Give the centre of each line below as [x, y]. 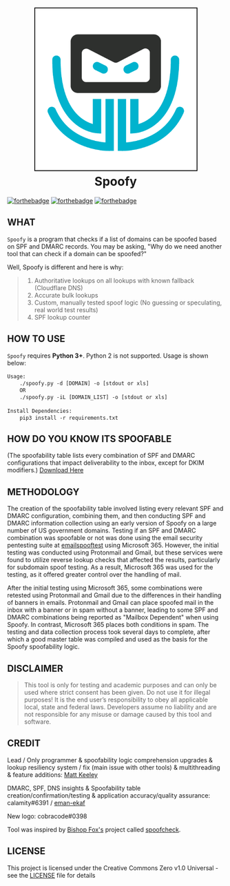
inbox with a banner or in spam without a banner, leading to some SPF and [113, 610]
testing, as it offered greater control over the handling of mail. [94, 575]
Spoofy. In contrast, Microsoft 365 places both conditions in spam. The [108, 625]
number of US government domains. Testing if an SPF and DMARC [102, 530]
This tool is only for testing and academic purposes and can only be [120, 685]
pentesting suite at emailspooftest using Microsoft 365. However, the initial [113, 546]
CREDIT [24, 743]
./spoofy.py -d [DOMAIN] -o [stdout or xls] [84, 383]
